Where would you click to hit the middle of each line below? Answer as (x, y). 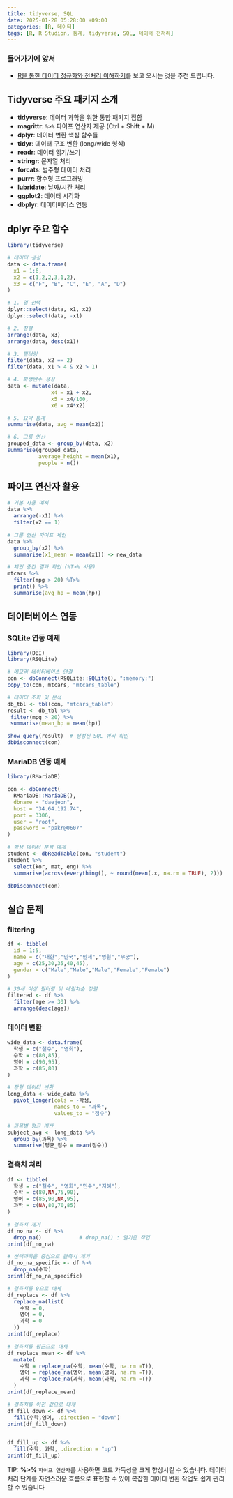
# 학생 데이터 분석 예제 (37, 847)
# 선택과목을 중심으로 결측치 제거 (48, 1257)
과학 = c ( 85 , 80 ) (36, 1068)
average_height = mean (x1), (79, 456)
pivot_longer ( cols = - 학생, (53, 1100)
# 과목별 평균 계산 (30, 1126)
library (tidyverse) (36, 245)
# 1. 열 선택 (24, 303)
